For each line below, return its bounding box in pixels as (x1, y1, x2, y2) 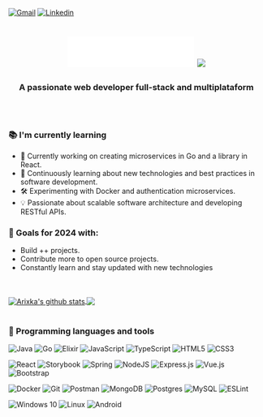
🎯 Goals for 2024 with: (8, 227, 99, 239)
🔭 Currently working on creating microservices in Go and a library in (19, 151, 248, 161)
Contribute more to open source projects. (19, 254, 159, 264)
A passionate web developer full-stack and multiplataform (19, 82, 254, 93)
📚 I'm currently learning (8, 130, 107, 141)
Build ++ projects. (19, 246, 80, 256)
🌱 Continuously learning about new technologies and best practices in (19, 168, 256, 178)
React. (19, 159, 42, 170)
